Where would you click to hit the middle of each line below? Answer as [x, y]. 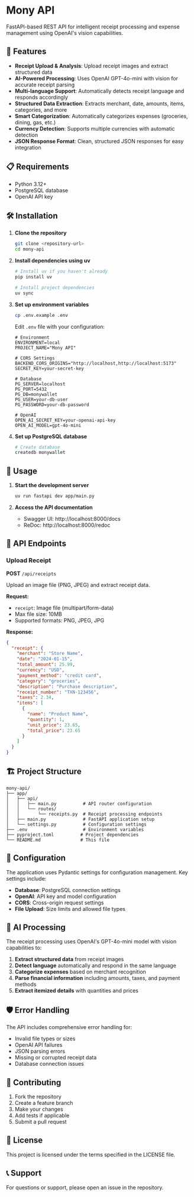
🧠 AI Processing [36, 928]
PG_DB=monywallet [36, 394]
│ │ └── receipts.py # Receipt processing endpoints [84, 814]
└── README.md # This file [58, 840]
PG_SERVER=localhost [40, 384]
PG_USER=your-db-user [41, 400]
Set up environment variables [52, 304]
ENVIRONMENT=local [37, 343]
